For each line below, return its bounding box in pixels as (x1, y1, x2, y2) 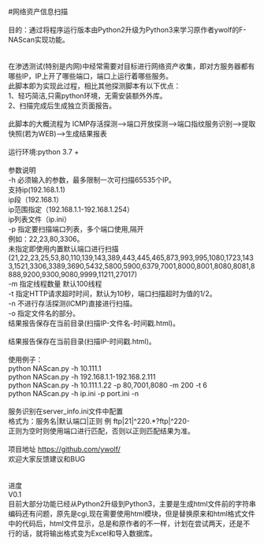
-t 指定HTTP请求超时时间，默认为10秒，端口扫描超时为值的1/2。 (8, 289, 217, 298)
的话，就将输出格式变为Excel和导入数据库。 (14, 528, 158, 538)
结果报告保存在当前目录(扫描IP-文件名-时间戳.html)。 (8, 318, 180, 328)
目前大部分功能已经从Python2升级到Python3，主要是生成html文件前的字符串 (8, 499, 256, 508)
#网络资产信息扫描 (8, 7, 69, 16)
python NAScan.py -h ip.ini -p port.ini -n (8, 389, 139, 398)
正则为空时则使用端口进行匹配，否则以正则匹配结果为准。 (8, 426, 195, 436)
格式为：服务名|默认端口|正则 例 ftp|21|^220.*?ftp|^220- (8, 417, 191, 425)
